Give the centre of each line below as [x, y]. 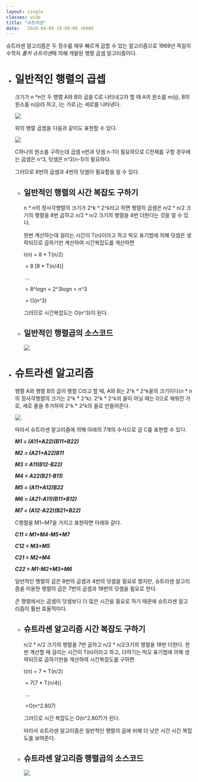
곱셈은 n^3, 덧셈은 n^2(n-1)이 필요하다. [66, 159]
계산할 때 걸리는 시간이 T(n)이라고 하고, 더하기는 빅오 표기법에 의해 [107, 652]
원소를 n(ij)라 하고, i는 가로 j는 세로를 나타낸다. [68, 104]
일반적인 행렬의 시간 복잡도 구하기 [81, 193]
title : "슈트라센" [26, 23]
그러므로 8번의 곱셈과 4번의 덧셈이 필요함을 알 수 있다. [77, 172]
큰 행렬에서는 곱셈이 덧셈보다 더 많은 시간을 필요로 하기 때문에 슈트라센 [96, 601]
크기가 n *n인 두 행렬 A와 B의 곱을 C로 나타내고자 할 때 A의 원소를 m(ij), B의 [102, 97]
